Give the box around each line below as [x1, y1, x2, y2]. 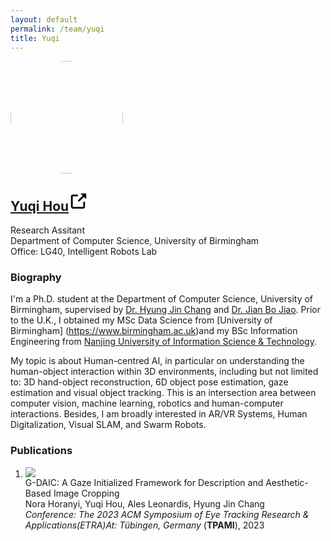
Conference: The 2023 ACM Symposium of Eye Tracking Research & [24, 508, 310, 520]
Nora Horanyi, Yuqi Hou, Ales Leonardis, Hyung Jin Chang [24, 497, 265, 510]
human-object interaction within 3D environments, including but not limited [10, 366, 319, 378]
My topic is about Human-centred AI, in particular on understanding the [10, 355, 305, 367]
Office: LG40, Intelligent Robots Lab [10, 246, 158, 258]
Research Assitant [10, 224, 85, 236]
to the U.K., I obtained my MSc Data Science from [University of [10, 314, 273, 326]
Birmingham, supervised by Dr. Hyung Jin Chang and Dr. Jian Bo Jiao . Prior [10, 304, 321, 316]
